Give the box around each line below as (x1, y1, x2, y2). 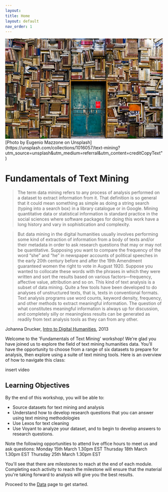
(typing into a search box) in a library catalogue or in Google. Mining (17, 205, 158, 211)
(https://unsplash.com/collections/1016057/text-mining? (5, 144, 120, 150)
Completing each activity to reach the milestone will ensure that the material (5, 466, 162, 472)
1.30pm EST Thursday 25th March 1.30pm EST (5, 451, 101, 457)
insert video (5, 366, 30, 373)
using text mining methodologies (12, 415, 80, 421)
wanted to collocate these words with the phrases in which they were (17, 268, 160, 274)
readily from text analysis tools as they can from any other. (17, 316, 138, 322)
